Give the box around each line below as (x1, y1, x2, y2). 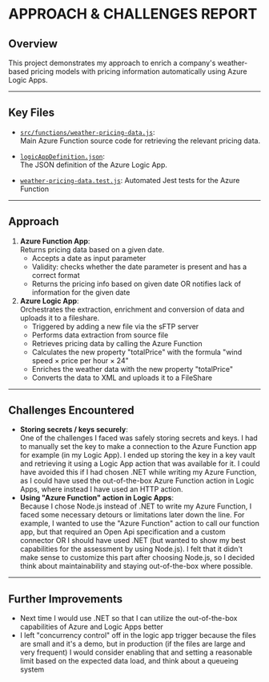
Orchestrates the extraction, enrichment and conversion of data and (19, 304, 245, 314)
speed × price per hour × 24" (31, 355, 130, 366)
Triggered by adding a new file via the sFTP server (31, 321, 199, 331)
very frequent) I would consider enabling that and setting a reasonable (19, 647, 253, 657)
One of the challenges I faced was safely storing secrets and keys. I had (19, 433, 258, 443)
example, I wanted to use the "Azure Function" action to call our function (19, 519, 260, 529)
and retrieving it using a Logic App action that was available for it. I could (19, 459, 260, 468)
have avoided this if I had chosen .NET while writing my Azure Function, (19, 468, 257, 477)
